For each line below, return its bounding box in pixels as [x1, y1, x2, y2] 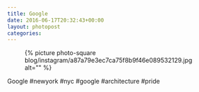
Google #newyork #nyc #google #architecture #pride [7, 77, 160, 86]
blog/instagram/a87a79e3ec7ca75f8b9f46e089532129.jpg [24, 56, 193, 65]
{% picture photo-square [24, 49, 96, 57]
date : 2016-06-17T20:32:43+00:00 [7, 17, 104, 24]
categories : [7, 29, 42, 37]
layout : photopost [7, 23, 61, 30]
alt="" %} [24, 63, 52, 72]
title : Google [7, 10, 49, 17]
